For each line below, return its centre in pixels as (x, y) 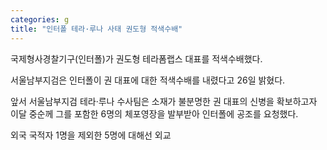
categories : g (40, 19)
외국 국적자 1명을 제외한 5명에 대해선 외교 (91, 135)
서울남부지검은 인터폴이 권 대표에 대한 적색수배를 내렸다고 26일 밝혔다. (148, 80)
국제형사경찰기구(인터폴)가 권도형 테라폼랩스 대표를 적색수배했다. (136, 58)
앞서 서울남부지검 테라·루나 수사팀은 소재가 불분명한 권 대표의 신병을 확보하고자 (164, 101)
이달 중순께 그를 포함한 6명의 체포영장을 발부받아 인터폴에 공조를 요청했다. (154, 113)
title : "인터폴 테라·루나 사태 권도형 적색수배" (96, 29)
